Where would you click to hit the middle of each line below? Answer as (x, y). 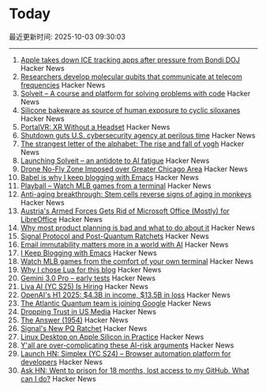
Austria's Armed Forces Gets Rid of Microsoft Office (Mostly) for (125, 211)
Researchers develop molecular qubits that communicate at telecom (131, 77)
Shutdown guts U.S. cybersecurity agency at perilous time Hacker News (138, 135)
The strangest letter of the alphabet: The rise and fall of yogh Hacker (132, 144)
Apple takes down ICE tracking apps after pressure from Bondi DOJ (130, 59)
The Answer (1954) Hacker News (74, 320)
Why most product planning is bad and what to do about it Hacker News (138, 227)
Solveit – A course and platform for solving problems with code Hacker (135, 93)
